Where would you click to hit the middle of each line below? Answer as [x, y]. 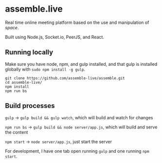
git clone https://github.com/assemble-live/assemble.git [65, 78]
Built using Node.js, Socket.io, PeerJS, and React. [55, 37]
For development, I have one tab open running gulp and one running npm [77, 151]
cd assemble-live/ [24, 82]
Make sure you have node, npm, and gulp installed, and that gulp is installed [81, 64]
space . [12, 27]
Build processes [30, 106]
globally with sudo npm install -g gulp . [45, 69]
